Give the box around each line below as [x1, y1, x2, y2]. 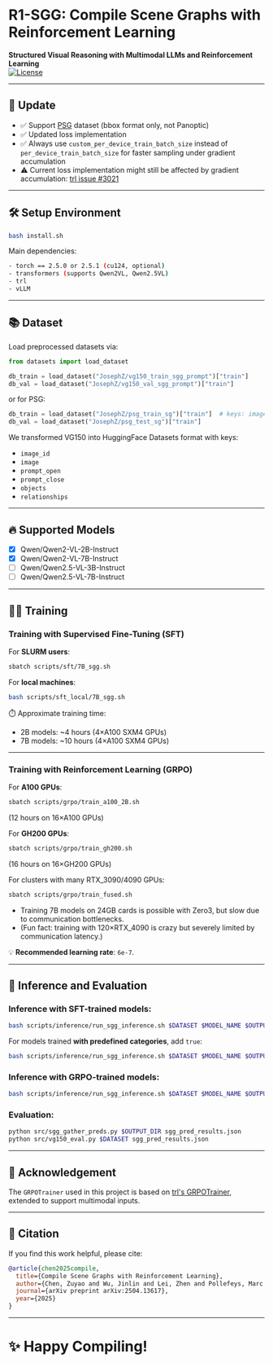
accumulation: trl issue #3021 [19, 174, 119, 183]
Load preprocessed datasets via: [8, 341, 119, 351]
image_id [19, 450, 50, 458]
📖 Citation [8, 1227, 59, 1241]
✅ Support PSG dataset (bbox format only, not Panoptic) [19, 120, 210, 130]
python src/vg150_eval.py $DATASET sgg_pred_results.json [8, 1135, 209, 1144]
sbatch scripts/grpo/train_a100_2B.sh [8, 798, 140, 806]
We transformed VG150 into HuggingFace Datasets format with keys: [8, 433, 239, 442]
